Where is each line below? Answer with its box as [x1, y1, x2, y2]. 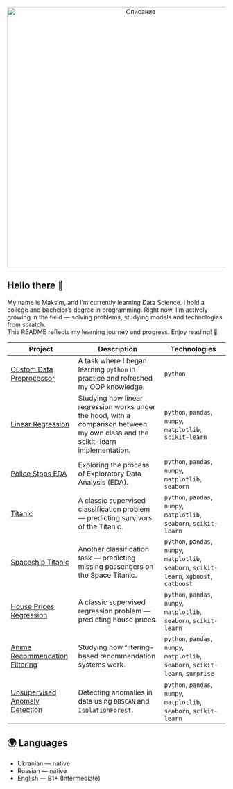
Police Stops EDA [10, 469, 67, 479]
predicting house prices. [78, 615, 157, 624]
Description [98, 344, 138, 354]
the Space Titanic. [78, 570, 137, 580]
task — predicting [78, 553, 136, 563]
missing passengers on [78, 561, 154, 571]
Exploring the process [78, 460, 150, 470]
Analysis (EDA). [78, 477, 129, 487]
